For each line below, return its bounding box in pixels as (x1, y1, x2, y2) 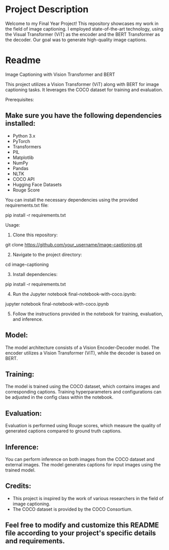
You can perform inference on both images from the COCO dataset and (5, 456, 155, 462)
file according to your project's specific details (5, 529, 156, 538)
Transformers (12, 144, 42, 150)
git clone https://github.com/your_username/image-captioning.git (5, 241, 143, 248)
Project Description (5, 4, 89, 15)
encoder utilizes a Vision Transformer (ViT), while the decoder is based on (5, 350, 161, 356)
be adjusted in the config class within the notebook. (5, 394, 114, 400)
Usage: (5, 222, 20, 228)
